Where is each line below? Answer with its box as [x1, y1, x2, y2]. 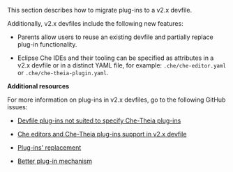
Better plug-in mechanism [17, 157, 93, 165]
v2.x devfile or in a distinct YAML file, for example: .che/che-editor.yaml [17, 61, 227, 69]
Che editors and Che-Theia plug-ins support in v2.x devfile [17, 130, 187, 138]
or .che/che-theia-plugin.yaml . [17, 69, 109, 77]
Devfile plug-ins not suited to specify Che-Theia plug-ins [17, 116, 181, 125]
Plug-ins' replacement [17, 143, 82, 152]
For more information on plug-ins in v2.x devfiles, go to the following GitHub [7, 95, 226, 104]
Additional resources [7, 82, 70, 90]
